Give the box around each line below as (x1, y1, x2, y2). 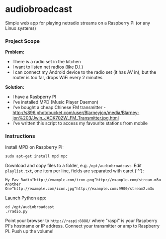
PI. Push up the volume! (5, 228, 54, 234)
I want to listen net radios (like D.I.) (12, 64, 83, 70)
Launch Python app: (5, 195, 47, 201)
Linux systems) (5, 25, 36, 31)
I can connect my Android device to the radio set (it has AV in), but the (12, 69, 157, 75)
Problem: (5, 49, 25, 55)
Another (5, 182, 21, 187)
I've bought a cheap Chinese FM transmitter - (12, 105, 106, 111)
